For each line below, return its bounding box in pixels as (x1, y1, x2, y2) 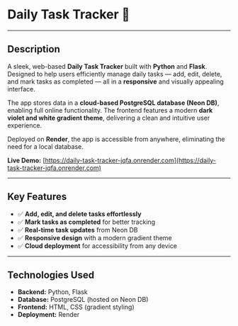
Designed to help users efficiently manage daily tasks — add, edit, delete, (7, 69, 222, 78)
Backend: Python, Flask (17, 288, 88, 296)
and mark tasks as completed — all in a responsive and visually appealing (7, 77, 225, 86)
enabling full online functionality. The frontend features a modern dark (7, 106, 213, 114)
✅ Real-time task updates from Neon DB (17, 225, 138, 234)
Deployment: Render (17, 310, 80, 319)
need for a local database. (7, 142, 84, 151)
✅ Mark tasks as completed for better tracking (17, 218, 156, 226)
